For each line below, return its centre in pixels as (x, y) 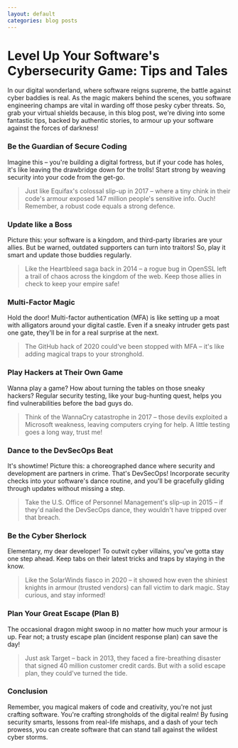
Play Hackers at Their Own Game (65, 372)
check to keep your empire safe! (72, 284)
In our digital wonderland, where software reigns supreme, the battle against (119, 90)
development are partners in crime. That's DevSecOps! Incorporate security (119, 473)
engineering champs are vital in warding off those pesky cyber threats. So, (117, 105)
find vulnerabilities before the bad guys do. (70, 403)
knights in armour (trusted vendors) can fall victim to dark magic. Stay (127, 587)
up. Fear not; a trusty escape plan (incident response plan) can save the (113, 636)
